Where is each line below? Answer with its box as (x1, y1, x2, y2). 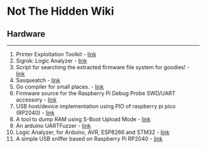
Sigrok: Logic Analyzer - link (15, 57, 87, 64)
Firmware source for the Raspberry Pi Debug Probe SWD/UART (15, 90, 176, 97)
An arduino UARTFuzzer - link (15, 122, 91, 129)
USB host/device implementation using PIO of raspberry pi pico (15, 103, 176, 109)
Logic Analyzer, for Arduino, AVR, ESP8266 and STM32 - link (15, 128, 170, 136)
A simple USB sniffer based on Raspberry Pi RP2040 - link (15, 135, 163, 142)
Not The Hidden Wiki (7, 4, 114, 18)
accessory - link (15, 96, 57, 103)
